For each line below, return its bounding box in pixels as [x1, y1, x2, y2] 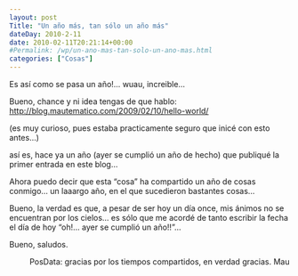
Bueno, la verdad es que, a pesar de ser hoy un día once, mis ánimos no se [9, 203, 285, 214]
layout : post [9, 12, 58, 22]
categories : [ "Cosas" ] [9, 54, 93, 63]
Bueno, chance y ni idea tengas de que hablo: [9, 96, 178, 107]
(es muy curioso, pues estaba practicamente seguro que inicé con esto [9, 123, 270, 134]
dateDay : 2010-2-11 [9, 29, 82, 38]
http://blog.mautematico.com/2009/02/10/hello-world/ [9, 106, 209, 116]
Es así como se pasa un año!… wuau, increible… [9, 79, 185, 89]
